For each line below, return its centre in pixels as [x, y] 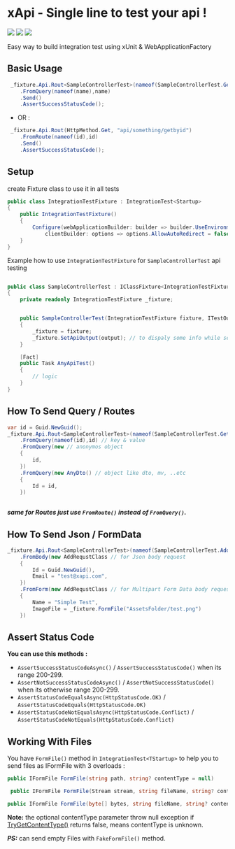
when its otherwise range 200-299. [69, 690]
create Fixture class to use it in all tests [63, 188]
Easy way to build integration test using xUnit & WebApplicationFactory [109, 46]
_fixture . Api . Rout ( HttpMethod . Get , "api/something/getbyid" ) [101, 131]
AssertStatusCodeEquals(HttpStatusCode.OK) [82, 705]
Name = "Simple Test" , [65, 602]
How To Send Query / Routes [71, 412]
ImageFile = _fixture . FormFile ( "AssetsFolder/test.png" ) [117, 609]
